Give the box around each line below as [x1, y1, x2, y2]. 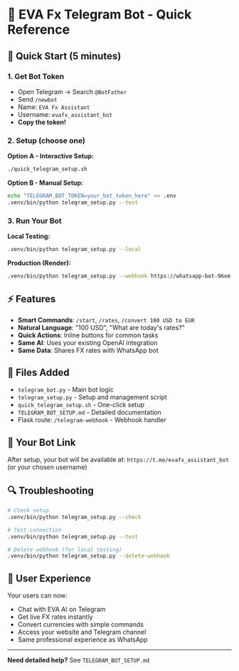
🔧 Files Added [7, 367, 70, 379]
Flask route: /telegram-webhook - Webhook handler [17, 416, 166, 424]
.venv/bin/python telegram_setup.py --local [7, 246, 142, 253]
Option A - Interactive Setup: [7, 152, 95, 160]
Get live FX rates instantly [17, 613, 93, 621]
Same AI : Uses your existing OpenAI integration [17, 338, 158, 347]
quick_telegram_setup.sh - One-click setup [17, 401, 144, 409]
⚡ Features [7, 293, 56, 305]
